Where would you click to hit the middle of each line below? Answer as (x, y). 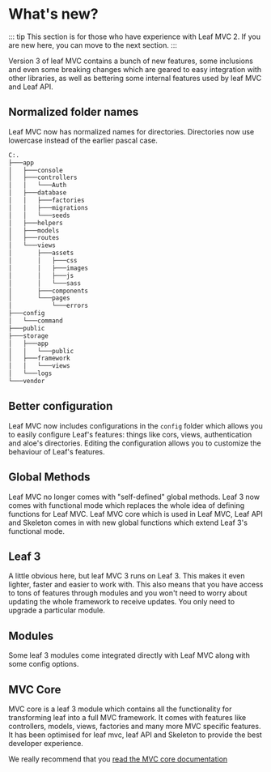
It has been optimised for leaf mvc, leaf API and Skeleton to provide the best (135, 735)
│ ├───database (38, 193)
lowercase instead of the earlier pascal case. (83, 140)
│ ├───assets (41, 253)
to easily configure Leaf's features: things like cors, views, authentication (130, 434)
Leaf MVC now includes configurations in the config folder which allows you (135, 425)
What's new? (53, 14)
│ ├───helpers (36, 223)
